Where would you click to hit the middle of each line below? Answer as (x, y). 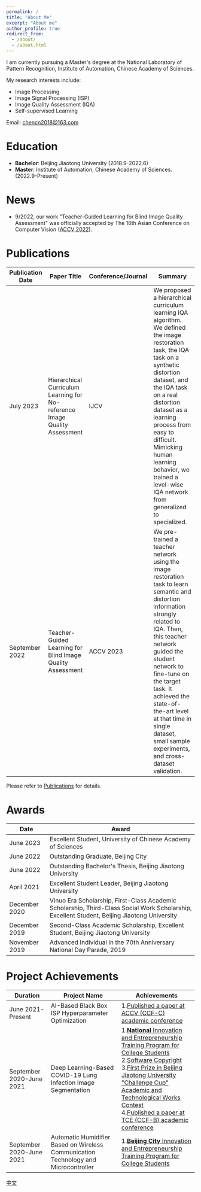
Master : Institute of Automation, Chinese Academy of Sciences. (93, 169)
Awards (26, 810)
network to (169, 666)
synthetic (166, 364)
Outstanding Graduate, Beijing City (98, 856)
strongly (165, 614)
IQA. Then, (168, 629)
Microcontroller (72, 1167)
